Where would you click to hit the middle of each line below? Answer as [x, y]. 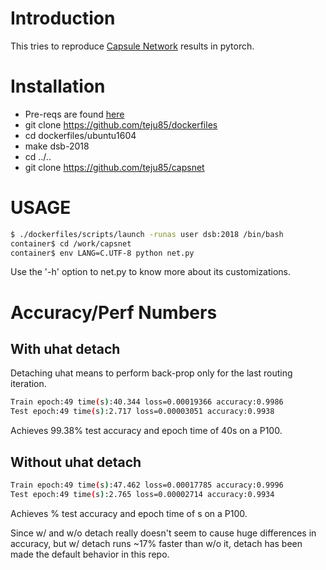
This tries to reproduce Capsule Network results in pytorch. [132, 46]
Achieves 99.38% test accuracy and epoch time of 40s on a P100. [146, 431]
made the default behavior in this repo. [90, 554]
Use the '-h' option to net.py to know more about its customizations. [151, 272]
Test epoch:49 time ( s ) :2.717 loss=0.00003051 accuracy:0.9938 [142, 412]
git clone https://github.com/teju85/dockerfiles [121, 124]
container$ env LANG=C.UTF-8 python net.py [102, 253]
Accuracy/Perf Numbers [114, 312]
